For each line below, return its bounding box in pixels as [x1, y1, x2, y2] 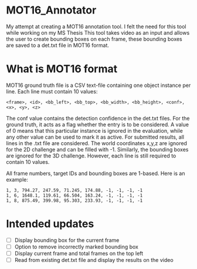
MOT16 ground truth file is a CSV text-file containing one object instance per [6, 82, 191, 89]
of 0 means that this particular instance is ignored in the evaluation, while [6, 127, 183, 134]
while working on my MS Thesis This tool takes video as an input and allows [6, 29, 190, 36]
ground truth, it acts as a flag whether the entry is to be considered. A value [6, 121, 189, 128]
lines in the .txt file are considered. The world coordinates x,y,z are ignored [6, 139, 188, 147]
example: [6, 176, 28, 183]
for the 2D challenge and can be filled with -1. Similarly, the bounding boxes [6, 146, 189, 153]
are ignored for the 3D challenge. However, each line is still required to [6, 152, 176, 159]
